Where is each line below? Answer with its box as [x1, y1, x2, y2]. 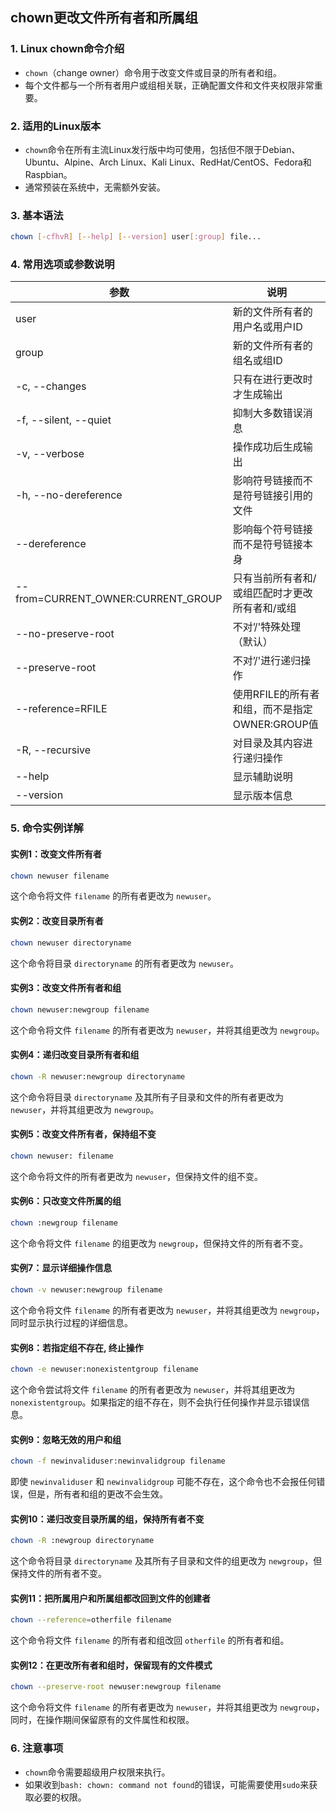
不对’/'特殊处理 [232, 620, 302, 634]
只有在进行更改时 [232, 373, 313, 387]
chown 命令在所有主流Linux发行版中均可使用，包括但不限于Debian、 [24, 143, 301, 155]
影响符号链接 [232, 474, 293, 488]
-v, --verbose [15, 447, 85, 461]
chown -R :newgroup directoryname [10, 1536, 155, 1546]
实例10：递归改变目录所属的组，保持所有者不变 [10, 1513, 205, 1525]
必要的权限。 [33, 1791, 87, 1803]
